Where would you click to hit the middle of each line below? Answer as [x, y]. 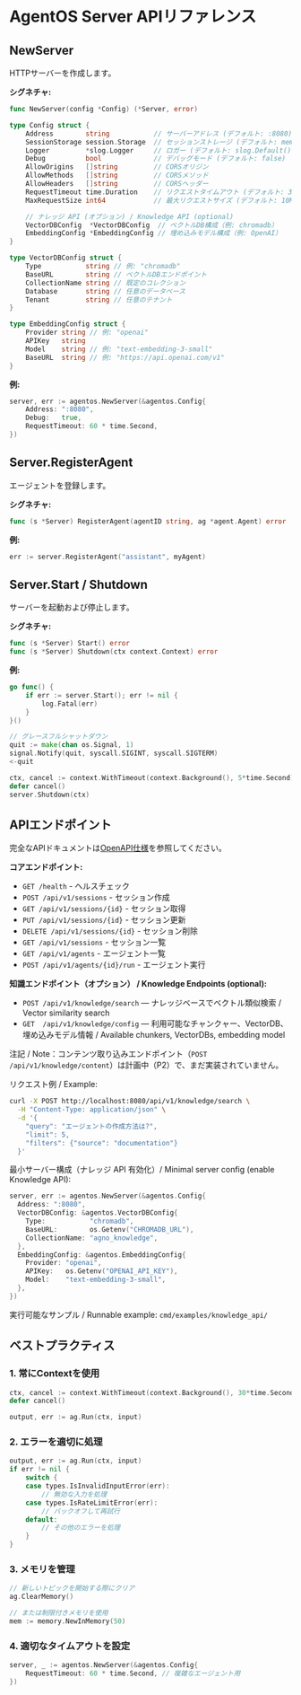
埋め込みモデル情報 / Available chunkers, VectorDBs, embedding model [154, 1035]
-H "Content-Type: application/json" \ [92, 1110]
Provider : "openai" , [64, 1263]
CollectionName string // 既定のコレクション [106, 283]
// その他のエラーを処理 [81, 1528]
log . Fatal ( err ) [70, 704]
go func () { [31, 687]
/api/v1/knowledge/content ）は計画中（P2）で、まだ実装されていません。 [146, 1065]
